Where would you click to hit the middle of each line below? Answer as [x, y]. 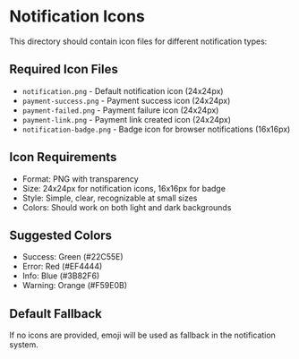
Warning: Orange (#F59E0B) [75, 286]
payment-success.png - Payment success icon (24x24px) [126, 100]
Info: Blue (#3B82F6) [61, 276]
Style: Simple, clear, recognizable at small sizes [110, 198]
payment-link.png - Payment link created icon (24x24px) [126, 119]
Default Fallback [56, 314]
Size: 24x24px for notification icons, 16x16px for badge [124, 188]
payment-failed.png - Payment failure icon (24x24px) [120, 110]
